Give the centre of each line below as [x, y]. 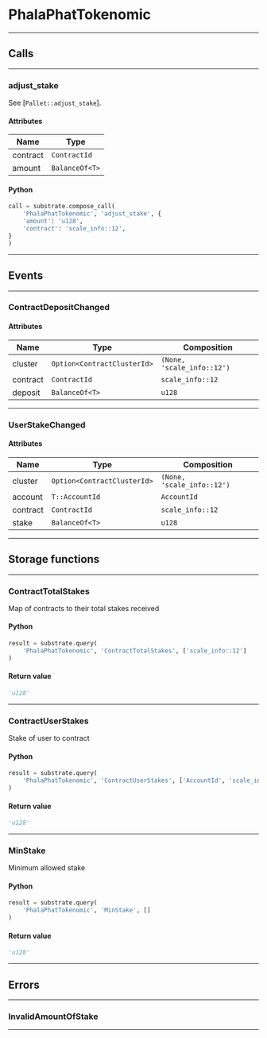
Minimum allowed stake [47, 868]
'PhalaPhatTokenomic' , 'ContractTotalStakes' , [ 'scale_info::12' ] [135, 651]
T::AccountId [76, 497]
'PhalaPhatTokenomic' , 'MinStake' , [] [87, 910]
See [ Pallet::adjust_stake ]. [55, 103]
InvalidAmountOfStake [53, 1017]
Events [26, 276]
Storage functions [54, 559]
